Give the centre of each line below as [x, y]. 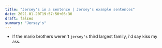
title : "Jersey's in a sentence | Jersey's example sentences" [70, 9]
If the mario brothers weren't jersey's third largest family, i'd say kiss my [85, 36]
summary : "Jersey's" [26, 23]
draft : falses [19, 18]
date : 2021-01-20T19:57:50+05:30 [39, 14]
